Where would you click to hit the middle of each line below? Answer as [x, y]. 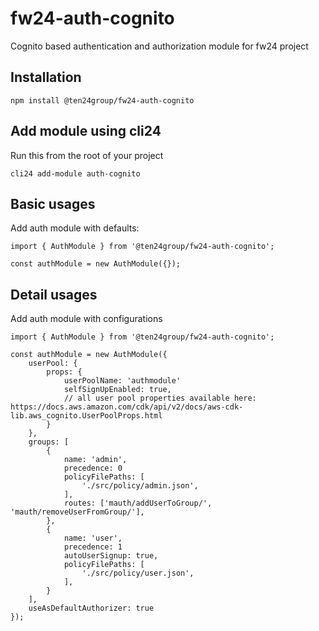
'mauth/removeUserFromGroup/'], [77, 512]
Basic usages [53, 203]
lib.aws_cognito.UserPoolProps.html [86, 416]
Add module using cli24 [86, 131]
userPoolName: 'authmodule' [122, 381]
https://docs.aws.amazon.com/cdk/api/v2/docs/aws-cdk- [127, 407]
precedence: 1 [93, 547]
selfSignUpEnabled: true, [117, 390]
